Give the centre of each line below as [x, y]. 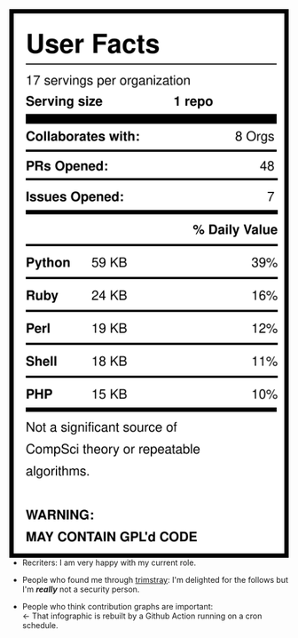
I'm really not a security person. [81, 589]
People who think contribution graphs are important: [118, 607]
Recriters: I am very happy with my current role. [109, 562]
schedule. [40, 626]
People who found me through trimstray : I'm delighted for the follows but [155, 580]
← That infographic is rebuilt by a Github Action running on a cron [142, 616]
